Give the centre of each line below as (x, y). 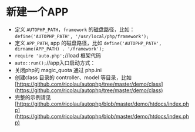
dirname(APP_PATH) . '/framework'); (59, 49)
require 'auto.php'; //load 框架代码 (58, 55)
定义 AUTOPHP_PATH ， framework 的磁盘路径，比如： (75, 29)
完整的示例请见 (33, 97)
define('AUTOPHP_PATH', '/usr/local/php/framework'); (82, 36)
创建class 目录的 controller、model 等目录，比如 (73, 77)
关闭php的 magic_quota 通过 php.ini (58, 70)
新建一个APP (37, 12)
